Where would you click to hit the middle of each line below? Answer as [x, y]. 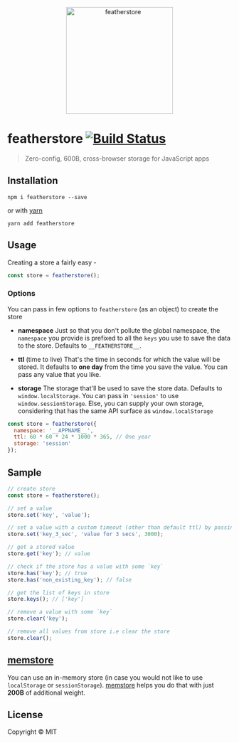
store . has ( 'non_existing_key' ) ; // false [70, 579]
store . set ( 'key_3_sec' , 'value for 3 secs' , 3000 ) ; [85, 534]
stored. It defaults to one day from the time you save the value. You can [123, 367]
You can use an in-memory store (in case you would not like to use [105, 677]
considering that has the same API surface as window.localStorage [115, 411]
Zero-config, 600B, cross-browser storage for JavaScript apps [117, 158]
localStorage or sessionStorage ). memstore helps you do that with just [111, 685]
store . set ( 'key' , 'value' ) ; [49, 515]
